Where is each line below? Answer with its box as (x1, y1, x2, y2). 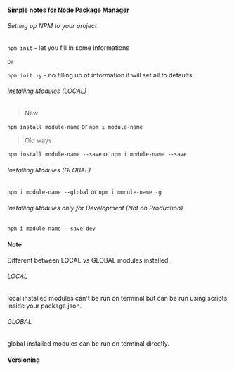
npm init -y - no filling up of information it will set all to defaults (7, 70, 193, 79)
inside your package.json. (7, 301, 82, 310)
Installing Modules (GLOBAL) (7, 165, 91, 174)
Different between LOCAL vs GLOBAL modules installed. (7, 256, 171, 264)
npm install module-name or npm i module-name (7, 122, 143, 130)
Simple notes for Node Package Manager (7, 6, 130, 14)
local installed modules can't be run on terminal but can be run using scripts (7, 294, 228, 302)
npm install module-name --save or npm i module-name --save (7, 150, 188, 158)
